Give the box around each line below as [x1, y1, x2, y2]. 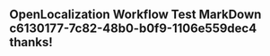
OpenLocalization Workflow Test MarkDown [9, 7, 262, 22]
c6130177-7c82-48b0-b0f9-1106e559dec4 [9, 21, 257, 36]
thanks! [9, 35, 54, 50]
